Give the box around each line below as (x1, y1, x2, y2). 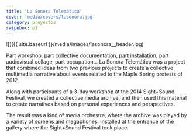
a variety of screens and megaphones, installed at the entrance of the (6, 118, 174, 125)
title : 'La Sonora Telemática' (6, 8, 82, 15)
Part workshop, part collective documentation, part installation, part (6, 52, 169, 59)
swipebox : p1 (6, 24, 38, 31)
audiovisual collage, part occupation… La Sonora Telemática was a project (6, 58, 185, 65)
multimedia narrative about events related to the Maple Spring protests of (6, 71, 183, 78)
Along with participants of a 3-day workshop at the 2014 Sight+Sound (6, 88, 175, 95)
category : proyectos (6, 19, 57, 25)
